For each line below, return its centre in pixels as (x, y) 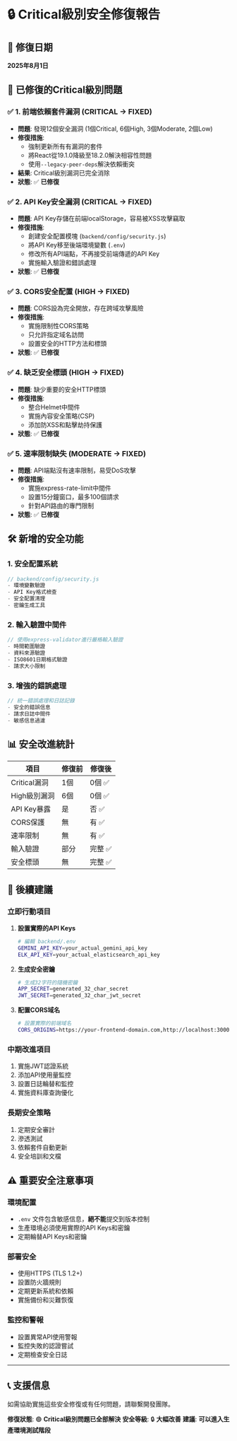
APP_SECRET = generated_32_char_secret (73, 989)
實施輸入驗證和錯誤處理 (62, 262)
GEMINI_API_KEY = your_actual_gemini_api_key (83, 948)
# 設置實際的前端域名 (44, 1023)
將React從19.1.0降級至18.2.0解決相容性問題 (90, 155)
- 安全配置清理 (26, 599)
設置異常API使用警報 (47, 1336)
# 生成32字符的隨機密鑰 (48, 982)
